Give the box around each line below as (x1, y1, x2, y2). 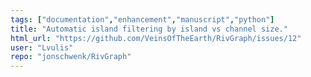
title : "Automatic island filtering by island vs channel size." (10, 24, 288, 34)
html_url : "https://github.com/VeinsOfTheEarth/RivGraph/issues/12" (10, 33, 302, 43)
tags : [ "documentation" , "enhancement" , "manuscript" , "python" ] (10, 14, 275, 25)
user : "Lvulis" (10, 42, 74, 53)
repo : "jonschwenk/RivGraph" (10, 52, 132, 62)
